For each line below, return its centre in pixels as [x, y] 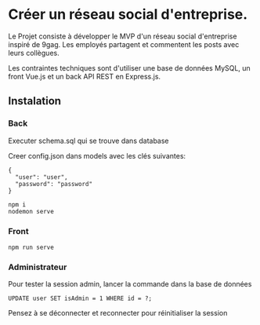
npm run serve [31, 247]
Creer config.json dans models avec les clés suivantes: [97, 155]
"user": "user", [42, 177]
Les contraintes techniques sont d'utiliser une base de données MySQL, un [129, 68]
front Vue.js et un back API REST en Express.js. [85, 76]
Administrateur [38, 267]
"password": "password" [54, 184]
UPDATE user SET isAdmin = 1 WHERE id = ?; [80, 299]
